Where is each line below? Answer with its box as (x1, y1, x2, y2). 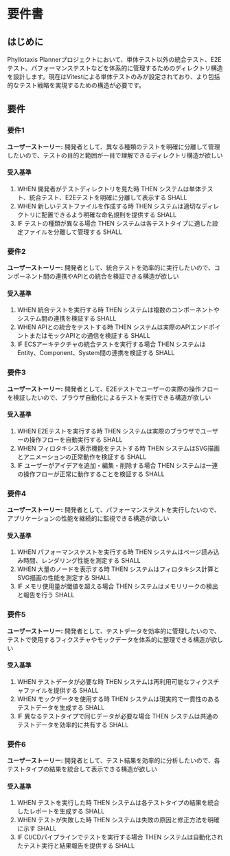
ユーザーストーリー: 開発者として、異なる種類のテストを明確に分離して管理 (7, 142, 221, 151)
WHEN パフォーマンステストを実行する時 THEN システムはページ (16, 548, 202, 556)
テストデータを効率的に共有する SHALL (16, 720, 129, 729)
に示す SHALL (16, 824, 57, 833)
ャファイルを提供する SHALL (16, 686, 99, 694)
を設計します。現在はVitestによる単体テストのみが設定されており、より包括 (7, 73, 221, 81)
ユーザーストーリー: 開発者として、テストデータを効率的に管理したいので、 (7, 627, 220, 635)
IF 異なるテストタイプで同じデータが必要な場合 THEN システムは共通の (16, 711, 218, 720)
